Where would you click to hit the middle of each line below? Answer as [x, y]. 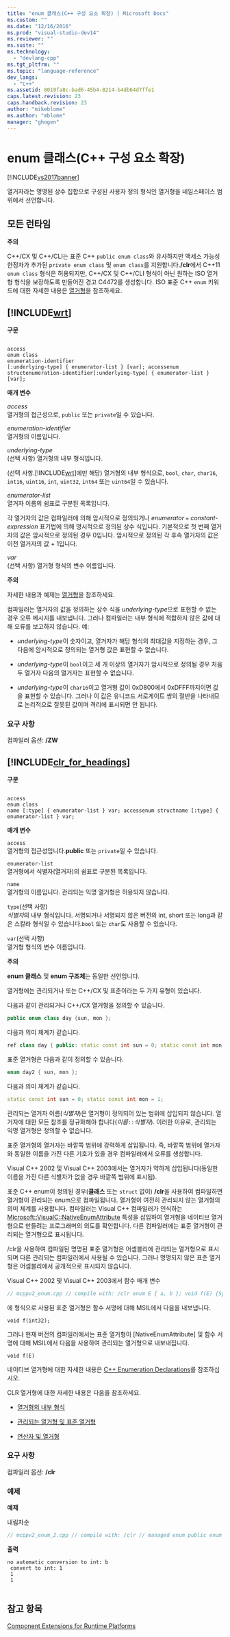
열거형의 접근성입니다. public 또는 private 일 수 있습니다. [82, 851]
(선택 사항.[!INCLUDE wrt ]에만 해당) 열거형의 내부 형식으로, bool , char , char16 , [112, 473]
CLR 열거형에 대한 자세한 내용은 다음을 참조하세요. [74, 1392]
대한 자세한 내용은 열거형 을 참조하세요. [71, 291]
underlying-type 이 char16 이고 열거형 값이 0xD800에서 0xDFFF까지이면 [114, 688]
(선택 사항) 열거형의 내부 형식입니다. [55, 458]
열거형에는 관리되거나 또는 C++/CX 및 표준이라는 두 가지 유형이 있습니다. [104, 991]
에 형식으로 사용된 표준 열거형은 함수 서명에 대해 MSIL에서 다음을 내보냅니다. [109, 1308]
